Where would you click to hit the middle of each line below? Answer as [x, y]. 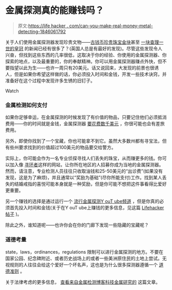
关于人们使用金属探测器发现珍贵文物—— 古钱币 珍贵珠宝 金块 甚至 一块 [78, 42]
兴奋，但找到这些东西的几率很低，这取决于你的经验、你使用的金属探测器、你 [86, 55]
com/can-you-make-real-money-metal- [111, 26]
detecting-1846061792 [42, 31]
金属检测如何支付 [26, 105]
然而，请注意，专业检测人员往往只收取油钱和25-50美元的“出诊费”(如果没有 [84, 171]
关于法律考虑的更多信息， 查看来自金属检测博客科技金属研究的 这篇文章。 [83, 282]
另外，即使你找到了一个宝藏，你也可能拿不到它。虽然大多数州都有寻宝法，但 [86, 141]
